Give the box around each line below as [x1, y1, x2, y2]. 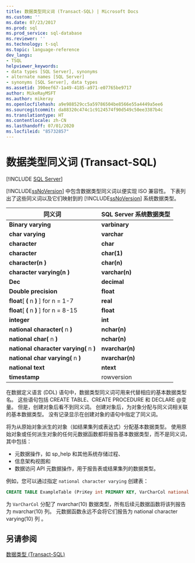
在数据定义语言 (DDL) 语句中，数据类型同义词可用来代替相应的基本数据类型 [6, 388, 187, 396]
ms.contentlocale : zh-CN [6, 118, 67, 124]
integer [9, 316, 30, 324]
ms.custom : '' [6, 14, 41, 20]
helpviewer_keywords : [6, 63, 59, 69]
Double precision [9, 287, 58, 295]
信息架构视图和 [14, 457, 51, 464]
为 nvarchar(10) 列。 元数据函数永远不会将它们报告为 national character [6, 508, 178, 515]
